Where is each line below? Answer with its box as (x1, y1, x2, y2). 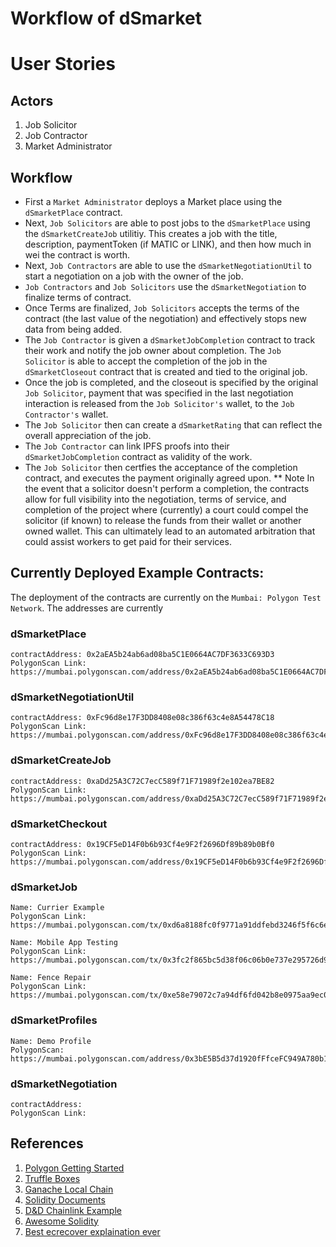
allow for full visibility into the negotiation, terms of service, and (24, 493, 287, 505)
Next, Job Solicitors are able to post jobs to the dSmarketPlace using (24, 217, 311, 229)
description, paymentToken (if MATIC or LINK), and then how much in (24, 238, 312, 250)
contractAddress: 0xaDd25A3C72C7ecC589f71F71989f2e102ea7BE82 (10, 776, 275, 786)
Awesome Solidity (24, 1215, 99, 1227)
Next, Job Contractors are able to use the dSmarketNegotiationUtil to (24, 260, 312, 271)
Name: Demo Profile (10, 1036, 92, 1046)
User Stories (10, 53, 116, 76)
